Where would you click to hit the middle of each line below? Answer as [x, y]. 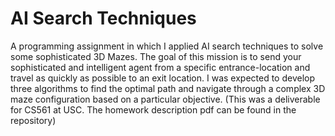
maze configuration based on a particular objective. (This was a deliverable [165, 99]
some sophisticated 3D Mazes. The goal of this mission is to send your [156, 56]
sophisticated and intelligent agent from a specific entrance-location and [160, 67]
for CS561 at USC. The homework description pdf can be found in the [153, 109]
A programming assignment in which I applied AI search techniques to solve [167, 46]
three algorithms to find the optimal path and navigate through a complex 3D [168, 88]
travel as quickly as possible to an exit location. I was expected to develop [163, 78]
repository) [33, 120]
